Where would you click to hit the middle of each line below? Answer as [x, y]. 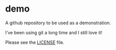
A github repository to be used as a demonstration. [58, 23]
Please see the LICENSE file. [35, 42]
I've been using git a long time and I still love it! [54, 32]
